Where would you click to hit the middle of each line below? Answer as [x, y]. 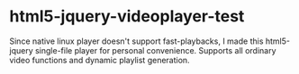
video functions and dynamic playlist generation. [100, 60]
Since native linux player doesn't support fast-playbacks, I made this [136, 41]
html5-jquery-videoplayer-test [127, 16]
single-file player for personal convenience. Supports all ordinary [155, 50]
